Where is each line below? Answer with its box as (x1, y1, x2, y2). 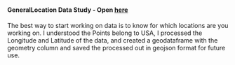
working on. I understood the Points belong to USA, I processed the (7, 29, 203, 37)
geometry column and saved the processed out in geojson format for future (7, 43, 226, 52)
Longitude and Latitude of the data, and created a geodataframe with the (7, 36, 218, 44)
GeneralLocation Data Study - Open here (7, 6, 128, 14)
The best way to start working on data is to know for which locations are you (7, 21, 229, 29)
